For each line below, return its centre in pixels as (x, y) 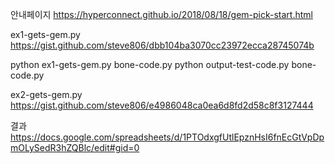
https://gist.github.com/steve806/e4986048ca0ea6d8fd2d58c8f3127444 (162, 105)
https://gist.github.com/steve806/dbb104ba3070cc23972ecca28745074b (162, 45)
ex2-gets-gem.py (46, 94)
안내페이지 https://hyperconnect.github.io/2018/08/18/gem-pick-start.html (161, 14)
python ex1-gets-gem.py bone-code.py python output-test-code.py (150, 64)
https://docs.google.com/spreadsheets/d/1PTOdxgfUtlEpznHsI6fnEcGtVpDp (167, 137)
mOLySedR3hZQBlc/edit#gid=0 (75, 147)
